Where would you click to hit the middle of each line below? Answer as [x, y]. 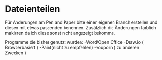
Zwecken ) [16, 53]
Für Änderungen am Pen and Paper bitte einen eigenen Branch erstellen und [81, 22]
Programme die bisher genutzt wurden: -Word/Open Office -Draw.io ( [74, 42]
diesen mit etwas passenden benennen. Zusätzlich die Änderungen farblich [81, 27]
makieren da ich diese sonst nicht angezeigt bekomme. [60, 33]
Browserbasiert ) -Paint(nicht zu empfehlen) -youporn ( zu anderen [72, 47]
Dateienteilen [32, 9]
